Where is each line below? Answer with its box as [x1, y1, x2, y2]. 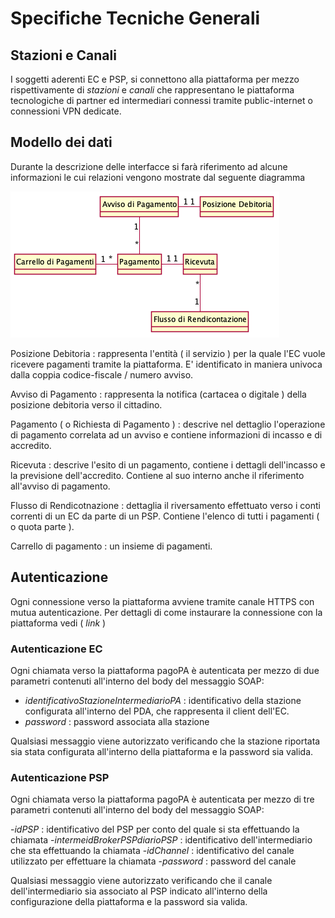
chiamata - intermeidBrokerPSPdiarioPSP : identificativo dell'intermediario [10, 834, 313, 846]
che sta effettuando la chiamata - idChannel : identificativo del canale [10, 845, 295, 857]
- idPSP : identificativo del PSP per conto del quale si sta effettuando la [10, 823, 300, 836]
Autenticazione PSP [10, 770, 110, 784]
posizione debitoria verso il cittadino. [10, 398, 163, 411]
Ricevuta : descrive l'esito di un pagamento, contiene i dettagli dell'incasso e [10, 458, 326, 471]
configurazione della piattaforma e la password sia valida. [10, 896, 248, 908]
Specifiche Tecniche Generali [10, 7, 261, 30]
